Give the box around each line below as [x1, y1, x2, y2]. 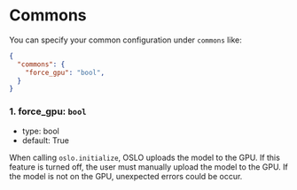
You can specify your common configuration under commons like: [9, 34, 242, 45]
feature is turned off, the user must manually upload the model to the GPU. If [9, 161, 288, 172]
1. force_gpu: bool [9, 105, 87, 118]
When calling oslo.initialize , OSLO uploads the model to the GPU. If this [9, 152, 281, 163]
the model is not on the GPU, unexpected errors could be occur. [9, 171, 243, 181]
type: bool [21, 125, 59, 136]
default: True [21, 134, 69, 146]
